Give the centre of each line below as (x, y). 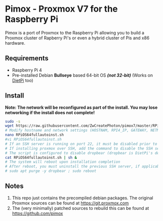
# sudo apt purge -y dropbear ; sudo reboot (51, 171)
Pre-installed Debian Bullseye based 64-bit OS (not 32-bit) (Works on (82, 75)
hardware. (15, 43)
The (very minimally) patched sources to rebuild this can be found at (81, 208)
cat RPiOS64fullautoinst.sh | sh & (41, 157)
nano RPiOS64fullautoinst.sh (34, 135)
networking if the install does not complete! (50, 112)
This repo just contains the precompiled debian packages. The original (83, 198)
